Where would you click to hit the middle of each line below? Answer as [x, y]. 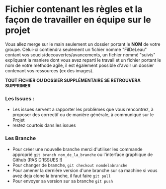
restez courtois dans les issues [44, 125]
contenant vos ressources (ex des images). [49, 70]
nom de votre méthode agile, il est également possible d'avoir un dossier [80, 65]
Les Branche [21, 138]
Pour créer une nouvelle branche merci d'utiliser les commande [77, 149]
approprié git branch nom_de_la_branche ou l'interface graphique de [83, 154]
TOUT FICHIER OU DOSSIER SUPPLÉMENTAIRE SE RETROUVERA [73, 80]
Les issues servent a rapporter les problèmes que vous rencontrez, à [83, 109]
